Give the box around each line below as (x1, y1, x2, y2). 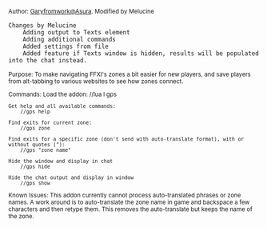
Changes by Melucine (8, 22, 78, 30)
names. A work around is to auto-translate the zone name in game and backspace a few (8, 198, 250, 206)
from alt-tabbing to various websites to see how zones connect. (8, 78, 184, 86)
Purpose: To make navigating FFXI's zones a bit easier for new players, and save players (8, 70, 251, 78)
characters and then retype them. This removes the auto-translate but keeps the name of (8, 205, 253, 213)
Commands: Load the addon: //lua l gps (8, 90, 118, 98)
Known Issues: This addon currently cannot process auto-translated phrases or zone (8, 191, 241, 199)
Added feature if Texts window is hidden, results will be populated (22, 50, 260, 58)
